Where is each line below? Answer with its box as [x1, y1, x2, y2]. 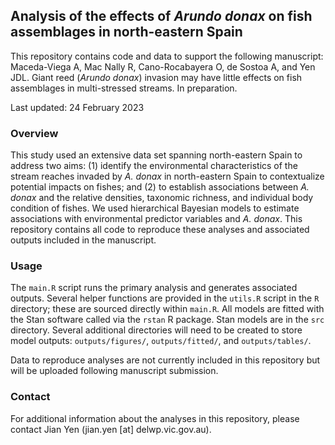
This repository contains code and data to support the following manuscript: [10, 50, 324, 62]
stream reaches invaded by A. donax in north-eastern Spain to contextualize [10, 170, 325, 183]
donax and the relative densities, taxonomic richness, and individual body [10, 192, 314, 204]
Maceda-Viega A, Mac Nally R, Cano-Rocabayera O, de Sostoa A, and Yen [10, 60, 316, 73]
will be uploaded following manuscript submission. [10, 365, 219, 377]
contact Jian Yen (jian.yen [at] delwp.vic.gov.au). [10, 423, 212, 435]
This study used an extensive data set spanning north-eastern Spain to [10, 149, 303, 161]
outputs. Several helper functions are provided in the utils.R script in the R [10, 292, 320, 304]
